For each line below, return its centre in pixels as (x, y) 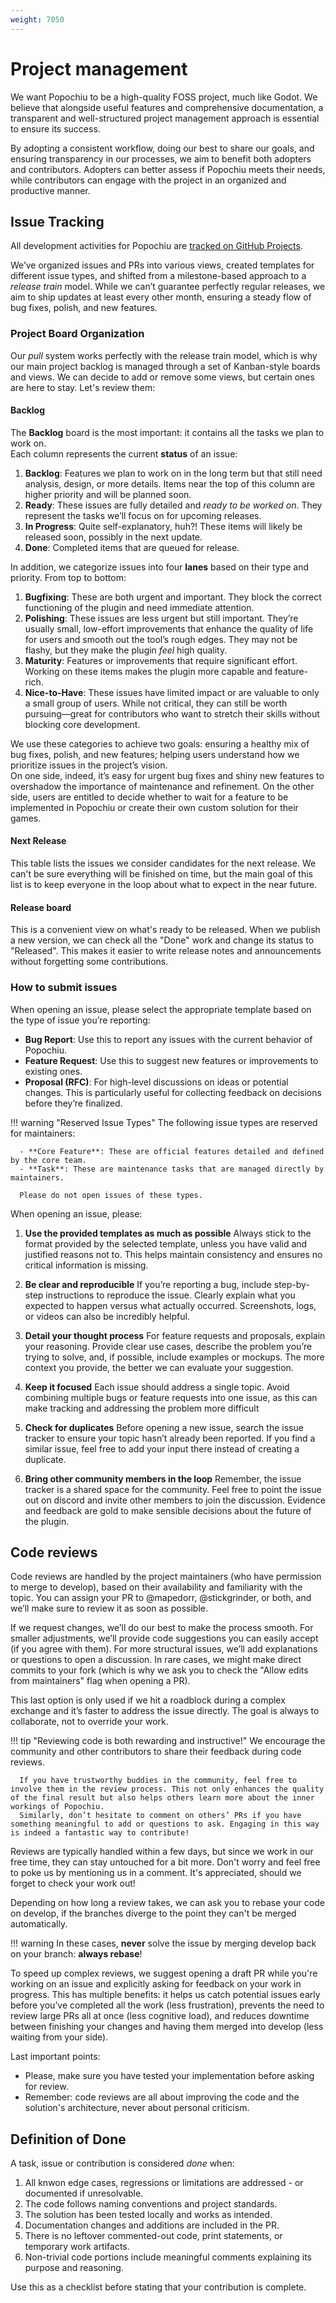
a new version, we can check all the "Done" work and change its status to (162, 940)
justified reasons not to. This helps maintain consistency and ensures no (173, 1254)
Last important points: (55, 2057)
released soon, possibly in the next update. (113, 537)
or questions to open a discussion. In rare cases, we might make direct (156, 1660)
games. (26, 818)
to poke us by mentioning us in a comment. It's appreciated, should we (156, 1873)
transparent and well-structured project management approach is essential (165, 118)
